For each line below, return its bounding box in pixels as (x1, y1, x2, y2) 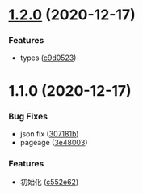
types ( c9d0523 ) (19, 53, 77, 63)
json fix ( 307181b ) (19, 128, 79, 139)
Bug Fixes (8, 110, 48, 122)
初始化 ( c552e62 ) (19, 177, 79, 188)
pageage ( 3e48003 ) (19, 137, 88, 147)
